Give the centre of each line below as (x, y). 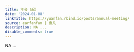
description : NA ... (26, 27)
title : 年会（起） (22, 9)
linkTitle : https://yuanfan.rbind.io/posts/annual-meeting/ (67, 18)
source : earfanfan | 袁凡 (30, 23)
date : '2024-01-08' (25, 14)
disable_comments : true (29, 32)
